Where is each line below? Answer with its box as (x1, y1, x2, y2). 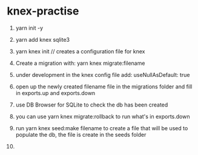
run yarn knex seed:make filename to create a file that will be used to (15, 124, 188, 131)
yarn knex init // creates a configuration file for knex (15, 47, 145, 55)
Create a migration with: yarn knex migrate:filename (15, 59, 145, 67)
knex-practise (7, 4, 79, 18)
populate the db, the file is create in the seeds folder (15, 131, 147, 138)
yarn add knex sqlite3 (15, 36, 70, 43)
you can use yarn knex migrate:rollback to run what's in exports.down (15, 113, 190, 120)
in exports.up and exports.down (15, 89, 96, 96)
